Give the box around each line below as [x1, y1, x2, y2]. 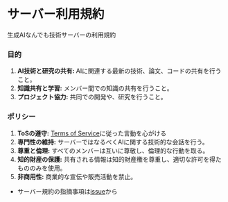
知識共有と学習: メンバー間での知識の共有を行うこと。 [17, 84, 173, 92]
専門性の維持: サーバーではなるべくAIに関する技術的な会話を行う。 [17, 137, 209, 146]
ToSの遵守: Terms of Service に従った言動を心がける [17, 129, 167, 137]
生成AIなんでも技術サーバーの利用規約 [7, 31, 116, 39]
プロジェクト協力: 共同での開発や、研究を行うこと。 [17, 93, 168, 101]
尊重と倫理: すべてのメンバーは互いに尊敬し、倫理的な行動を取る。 [17, 146, 209, 155]
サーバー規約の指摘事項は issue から [17, 187, 118, 195]
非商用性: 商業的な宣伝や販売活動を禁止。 [17, 172, 137, 180]
